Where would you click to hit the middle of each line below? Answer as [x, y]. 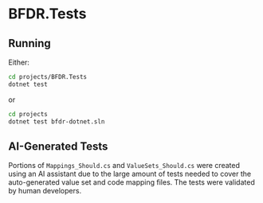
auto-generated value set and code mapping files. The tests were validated [131, 182]
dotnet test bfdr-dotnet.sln [57, 121]
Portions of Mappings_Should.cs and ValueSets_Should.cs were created [124, 166]
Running [30, 43]
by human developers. [45, 191]
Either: [19, 62]
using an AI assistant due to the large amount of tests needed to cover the [130, 174]
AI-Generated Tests [58, 146]
